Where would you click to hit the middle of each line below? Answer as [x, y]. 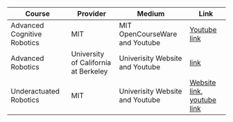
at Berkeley [89, 71]
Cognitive [26, 34]
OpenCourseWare [148, 34]
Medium [151, 14]
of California [91, 63]
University [88, 54]
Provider [92, 14]
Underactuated [35, 91]
